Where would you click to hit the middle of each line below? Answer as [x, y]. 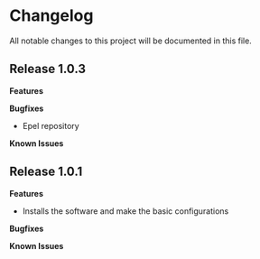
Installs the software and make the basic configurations [125, 211]
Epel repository [51, 125]
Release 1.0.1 [46, 172]
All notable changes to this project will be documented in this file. [131, 41]
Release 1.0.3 [47, 69]
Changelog [51, 16]
